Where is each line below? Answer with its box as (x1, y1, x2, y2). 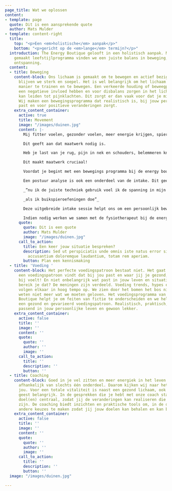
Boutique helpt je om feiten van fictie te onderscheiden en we (18, 297, 159, 302)
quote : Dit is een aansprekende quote (9, 22, 93, 27)
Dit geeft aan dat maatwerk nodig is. (23, 141, 106, 147)
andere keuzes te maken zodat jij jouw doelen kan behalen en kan (18, 407, 164, 412)
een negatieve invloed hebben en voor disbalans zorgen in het (18, 88, 157, 94)
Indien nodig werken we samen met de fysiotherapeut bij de (23, 215, 155, 221)
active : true (18, 113, 47, 118)
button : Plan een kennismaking (23, 258, 90, 264)
